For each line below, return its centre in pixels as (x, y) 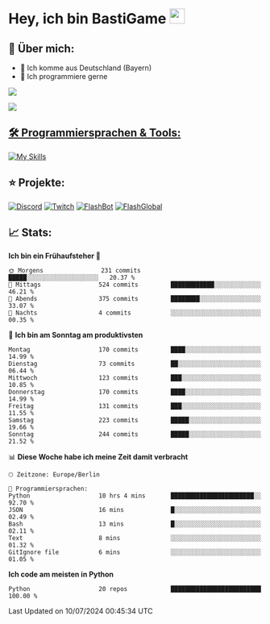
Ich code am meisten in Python (61, 574)
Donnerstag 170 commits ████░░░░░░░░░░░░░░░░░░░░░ (135, 392)
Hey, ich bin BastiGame (87, 19)
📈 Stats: (30, 233)
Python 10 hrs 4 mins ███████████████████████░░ (135, 496)
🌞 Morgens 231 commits (75, 271)
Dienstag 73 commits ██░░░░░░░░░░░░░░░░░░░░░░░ (135, 364)
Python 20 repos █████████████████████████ (135, 589)
